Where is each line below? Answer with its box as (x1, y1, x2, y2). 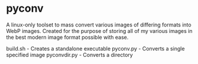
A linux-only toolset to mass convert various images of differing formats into (6, 21, 191, 28)
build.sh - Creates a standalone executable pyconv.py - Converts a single (6, 45, 185, 52)
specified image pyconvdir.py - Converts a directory (6, 51, 133, 58)
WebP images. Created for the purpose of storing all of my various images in (6, 27, 193, 34)
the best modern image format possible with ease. (6, 33, 129, 41)
